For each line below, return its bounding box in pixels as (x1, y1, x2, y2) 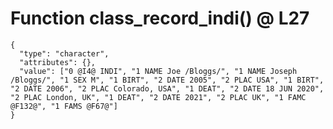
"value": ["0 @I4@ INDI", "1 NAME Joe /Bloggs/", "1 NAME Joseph (19, 66, 298, 76)
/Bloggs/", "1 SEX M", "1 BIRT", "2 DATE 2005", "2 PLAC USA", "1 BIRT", (10, 75, 325, 85)
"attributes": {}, (19, 57, 97, 67)
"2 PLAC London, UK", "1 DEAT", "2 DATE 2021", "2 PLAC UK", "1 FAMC (10, 92, 307, 102)
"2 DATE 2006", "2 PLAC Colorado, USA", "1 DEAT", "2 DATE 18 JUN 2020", (10, 83, 325, 94)
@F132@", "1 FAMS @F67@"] (10, 101, 118, 111)
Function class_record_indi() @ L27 (10, 7, 310, 30)
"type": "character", (19, 48, 110, 59)
